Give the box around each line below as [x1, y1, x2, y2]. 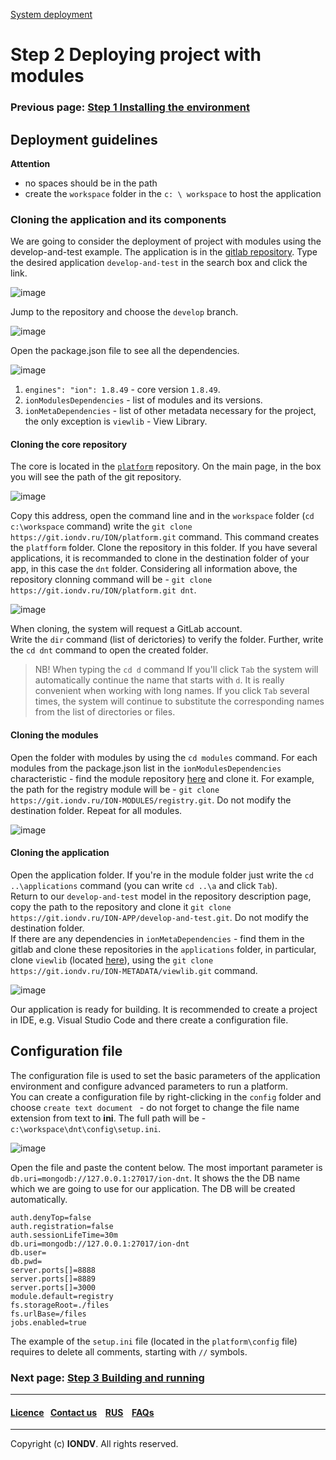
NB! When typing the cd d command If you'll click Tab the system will [34, 664, 319, 676]
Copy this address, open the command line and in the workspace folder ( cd [10, 510, 315, 522]
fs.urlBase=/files [10, 1309, 87, 1319]
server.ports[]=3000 [10, 1282, 97, 1293]
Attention [10, 157, 51, 169]
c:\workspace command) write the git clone [10, 520, 193, 533]
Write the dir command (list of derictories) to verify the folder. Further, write [10, 634, 324, 646]
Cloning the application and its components [10, 212, 227, 226]
